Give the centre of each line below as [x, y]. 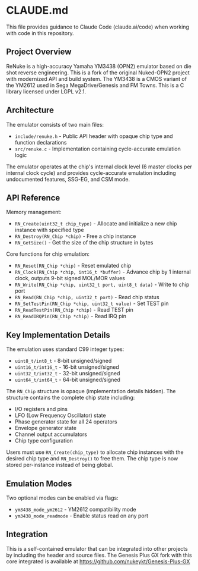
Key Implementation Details [58, 335]
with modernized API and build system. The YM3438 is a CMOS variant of [97, 79]
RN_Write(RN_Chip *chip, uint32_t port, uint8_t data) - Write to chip [102, 285]
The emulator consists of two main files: [55, 124]
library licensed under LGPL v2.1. [46, 91]
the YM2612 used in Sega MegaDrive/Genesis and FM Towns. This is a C [95, 85]
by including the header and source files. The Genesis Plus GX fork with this [99, 555]
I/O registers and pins [41, 409]
